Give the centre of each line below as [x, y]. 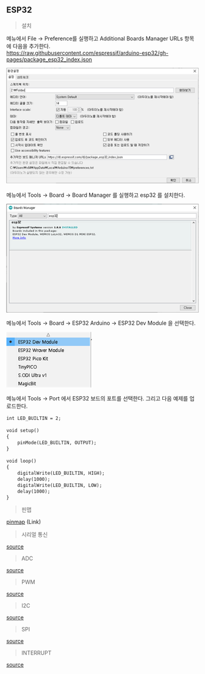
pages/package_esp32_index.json [49, 59]
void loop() [21, 461]
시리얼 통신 [34, 534]
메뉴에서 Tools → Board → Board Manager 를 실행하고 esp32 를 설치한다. [96, 195]
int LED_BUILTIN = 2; [34, 418]
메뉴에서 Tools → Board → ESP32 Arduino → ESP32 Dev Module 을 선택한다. [101, 323]
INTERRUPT [36, 653]
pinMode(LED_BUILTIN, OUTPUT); [57, 442]
